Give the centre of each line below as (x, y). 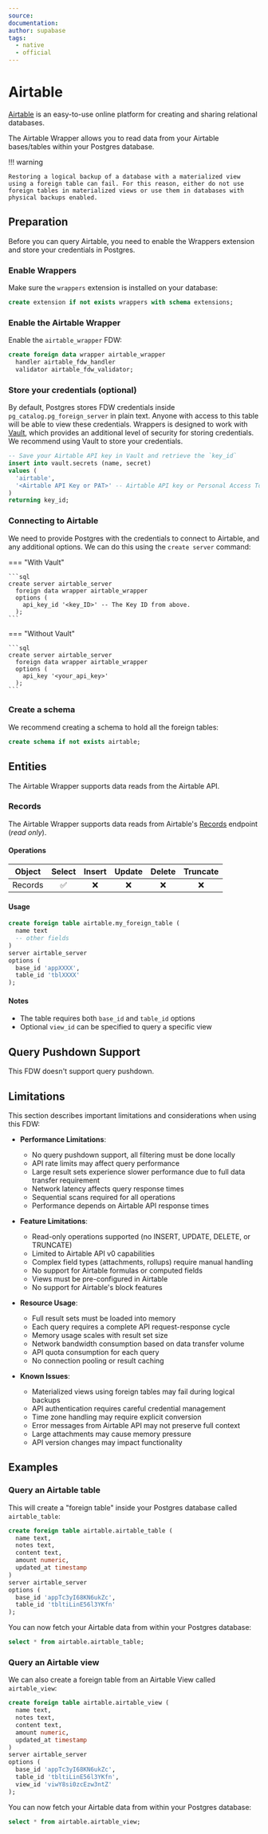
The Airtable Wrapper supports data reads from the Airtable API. (114, 785)
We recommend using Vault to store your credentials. (96, 441)
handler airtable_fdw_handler (65, 362)
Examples (33, 1468)
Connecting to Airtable (53, 521)
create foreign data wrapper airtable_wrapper (87, 355)
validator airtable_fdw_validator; (75, 369)
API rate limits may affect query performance (106, 1163)
